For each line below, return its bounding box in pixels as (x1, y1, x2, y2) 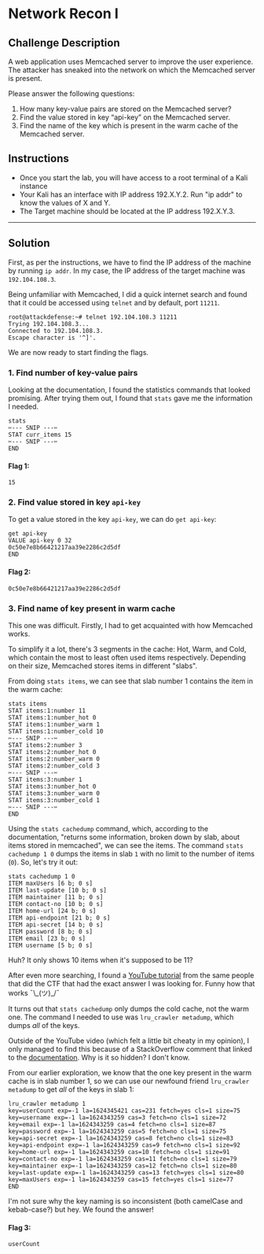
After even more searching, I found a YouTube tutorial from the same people (8, 970, 255, 980)
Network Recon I (8, 5, 119, 23)
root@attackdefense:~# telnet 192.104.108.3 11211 (8, 313, 178, 321)
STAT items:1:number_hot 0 (8, 713, 97, 721)
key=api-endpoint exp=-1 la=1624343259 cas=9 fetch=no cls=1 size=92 (8, 1141, 241, 1149)
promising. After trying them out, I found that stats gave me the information (8, 393, 253, 402)
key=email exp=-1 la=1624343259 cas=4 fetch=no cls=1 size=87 (8, 1120, 216, 1128)
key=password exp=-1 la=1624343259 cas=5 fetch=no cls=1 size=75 (8, 1127, 226, 1135)
